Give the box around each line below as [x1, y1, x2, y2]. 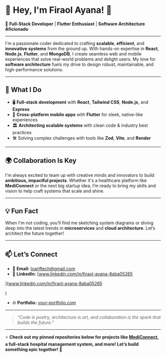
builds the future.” [17, 319, 54, 326]
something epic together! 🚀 [5, 347, 63, 353]
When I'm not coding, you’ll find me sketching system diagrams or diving [5, 220, 154, 226]
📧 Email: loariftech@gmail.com [12, 266, 76, 272]
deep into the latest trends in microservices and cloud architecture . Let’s [5, 225, 156, 231]
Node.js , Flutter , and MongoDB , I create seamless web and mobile [5, 51, 142, 56]
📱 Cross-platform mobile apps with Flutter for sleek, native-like [12, 111, 143, 117]
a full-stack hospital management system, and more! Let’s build [5, 341, 139, 347]
